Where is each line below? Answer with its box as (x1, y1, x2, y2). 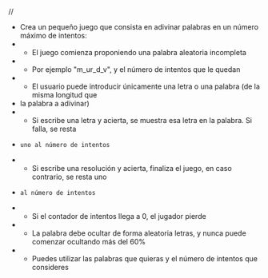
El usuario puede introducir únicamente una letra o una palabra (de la (31, 81, 260, 91)
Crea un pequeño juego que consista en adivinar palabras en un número (19, 22, 258, 31)
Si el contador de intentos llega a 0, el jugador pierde (31, 212, 206, 220)
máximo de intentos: (19, 31, 88, 40)
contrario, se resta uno (31, 172, 107, 181)
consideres (31, 263, 70, 272)
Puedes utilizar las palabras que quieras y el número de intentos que (31, 254, 258, 263)
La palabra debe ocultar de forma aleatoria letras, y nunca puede (31, 228, 246, 238)
